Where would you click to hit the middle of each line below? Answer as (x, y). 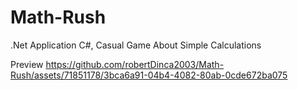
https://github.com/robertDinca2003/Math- (135, 64)
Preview (27, 64)
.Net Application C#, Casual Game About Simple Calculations (136, 45)
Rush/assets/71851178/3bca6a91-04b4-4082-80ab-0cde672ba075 (149, 75)
